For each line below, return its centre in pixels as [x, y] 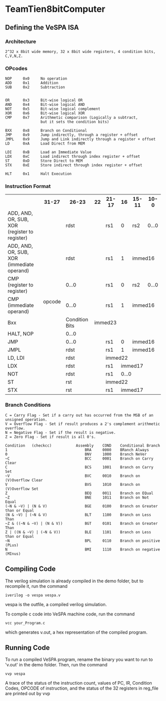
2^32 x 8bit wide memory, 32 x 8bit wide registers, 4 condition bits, [80, 51]
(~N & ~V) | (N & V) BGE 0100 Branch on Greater [82, 506]
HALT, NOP [21, 334]
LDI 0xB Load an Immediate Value [48, 152]
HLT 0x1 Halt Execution [38, 174]
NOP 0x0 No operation [36, 79]
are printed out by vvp [28, 694]
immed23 [105, 323]
